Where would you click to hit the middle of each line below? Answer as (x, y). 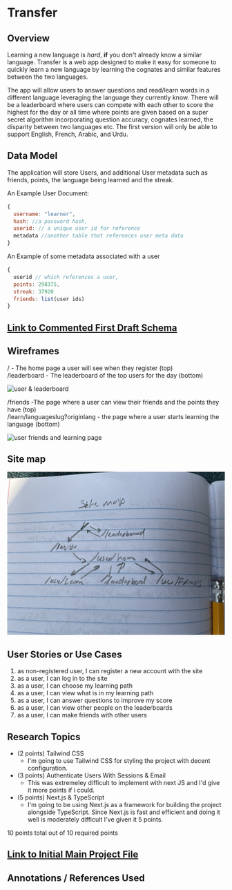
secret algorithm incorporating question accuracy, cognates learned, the (110, 119)
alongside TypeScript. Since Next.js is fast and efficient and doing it (124, 812)
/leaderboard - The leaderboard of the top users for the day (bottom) (105, 375)
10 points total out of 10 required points (63, 833)
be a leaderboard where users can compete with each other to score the (110, 105)
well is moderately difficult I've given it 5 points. (95, 819)
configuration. (47, 768)
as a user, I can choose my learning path (75, 686)
